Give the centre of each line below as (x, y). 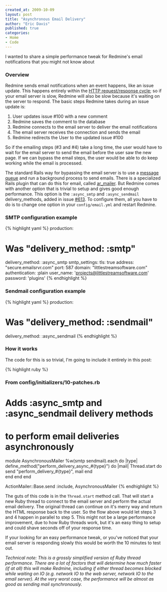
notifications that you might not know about (50, 62)
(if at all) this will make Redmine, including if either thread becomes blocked (83, 568)
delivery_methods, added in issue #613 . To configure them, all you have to (81, 199)
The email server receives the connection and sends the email (76, 132)
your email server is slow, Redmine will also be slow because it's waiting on (83, 96)
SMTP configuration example (41, 217)
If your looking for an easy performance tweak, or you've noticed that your (82, 537)
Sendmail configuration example (45, 291)
